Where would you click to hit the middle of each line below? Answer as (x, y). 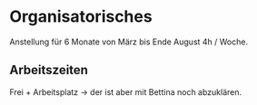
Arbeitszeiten (49, 70)
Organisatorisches (81, 17)
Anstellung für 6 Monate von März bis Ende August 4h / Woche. (128, 42)
